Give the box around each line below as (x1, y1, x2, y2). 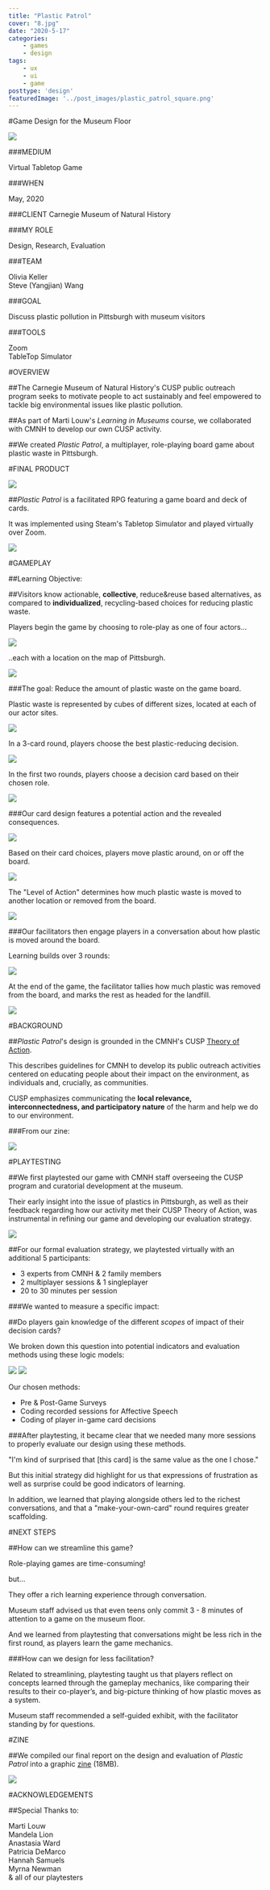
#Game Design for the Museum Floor (8, 116, 131, 126)
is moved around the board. (8, 935, 101, 945)
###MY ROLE (8, 225, 54, 235)
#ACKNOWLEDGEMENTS (8, 1790, 93, 1800)
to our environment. (8, 1110, 74, 1121)
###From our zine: (8, 1126, 70, 1136)
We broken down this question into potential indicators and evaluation (8, 1342, 240, 1351)
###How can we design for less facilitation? (8, 1654, 155, 1663)
